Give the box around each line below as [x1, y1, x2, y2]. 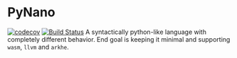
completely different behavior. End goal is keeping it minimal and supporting [7, 35, 231, 43]
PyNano [7, 4, 56, 21]
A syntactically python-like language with [85, 28, 206, 36]
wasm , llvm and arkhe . [7, 42, 69, 51]
